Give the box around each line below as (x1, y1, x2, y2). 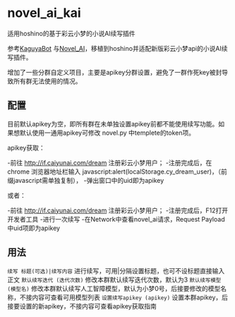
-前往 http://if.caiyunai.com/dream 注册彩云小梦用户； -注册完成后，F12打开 (7, 206, 228, 215)
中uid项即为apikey (7, 224, 61, 232)
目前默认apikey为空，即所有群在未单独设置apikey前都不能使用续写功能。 (7, 119, 219, 128)
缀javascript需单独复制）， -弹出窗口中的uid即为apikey (7, 176, 164, 184)
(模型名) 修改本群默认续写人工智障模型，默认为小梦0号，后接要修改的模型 (7, 284, 221, 292)
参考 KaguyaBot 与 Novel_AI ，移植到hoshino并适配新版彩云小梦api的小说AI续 (7, 44, 228, 52)
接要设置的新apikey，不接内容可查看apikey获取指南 (7, 301, 157, 310)
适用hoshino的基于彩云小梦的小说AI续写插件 (7, 29, 135, 37)
